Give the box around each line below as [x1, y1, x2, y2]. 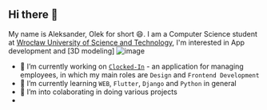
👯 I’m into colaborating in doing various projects [19, 87, 177, 96]
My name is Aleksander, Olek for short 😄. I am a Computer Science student [8, 29, 257, 38]
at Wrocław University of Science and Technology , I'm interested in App [8, 37, 245, 47]
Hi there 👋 [8, 8, 58, 22]
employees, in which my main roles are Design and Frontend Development [19, 69, 260, 80]
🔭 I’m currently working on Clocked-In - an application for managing [19, 61, 244, 71]
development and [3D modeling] [8, 45, 115, 56]
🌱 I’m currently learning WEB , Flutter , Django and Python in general [19, 78, 237, 88]
